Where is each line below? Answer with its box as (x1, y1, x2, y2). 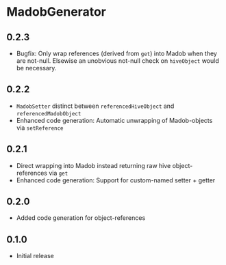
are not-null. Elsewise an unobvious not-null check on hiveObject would (16, 57, 220, 65)
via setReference (16, 124, 64, 132)
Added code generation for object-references (16, 214, 146, 222)
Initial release (16, 252, 54, 260)
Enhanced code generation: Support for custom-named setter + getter (16, 176, 216, 184)
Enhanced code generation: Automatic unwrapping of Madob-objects (16, 116, 213, 124)
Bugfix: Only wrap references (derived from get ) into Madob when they (16, 49, 217, 57)
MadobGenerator (6, 4, 107, 20)
